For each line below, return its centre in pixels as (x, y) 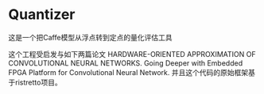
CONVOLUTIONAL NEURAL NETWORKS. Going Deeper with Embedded (126, 63)
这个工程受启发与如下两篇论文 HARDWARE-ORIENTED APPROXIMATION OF (132, 54)
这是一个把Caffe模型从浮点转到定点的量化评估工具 (90, 37)
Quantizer (42, 15)
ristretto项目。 (38, 82)
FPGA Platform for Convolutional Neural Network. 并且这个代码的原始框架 (128, 72)
